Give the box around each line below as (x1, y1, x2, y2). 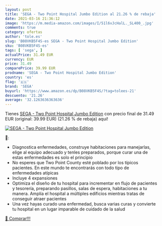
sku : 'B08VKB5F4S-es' (5, 43, 49, 48)
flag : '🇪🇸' (5, 79, 29, 84)
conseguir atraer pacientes (12, 196, 67, 202)
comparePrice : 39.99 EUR (5, 66, 56, 71)
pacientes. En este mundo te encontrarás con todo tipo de (12, 165, 129, 171)
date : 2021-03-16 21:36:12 (5, 16, 60, 21)
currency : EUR (5, 57, 34, 62)
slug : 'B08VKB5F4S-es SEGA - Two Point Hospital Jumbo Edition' (5, 39, 139, 44)
